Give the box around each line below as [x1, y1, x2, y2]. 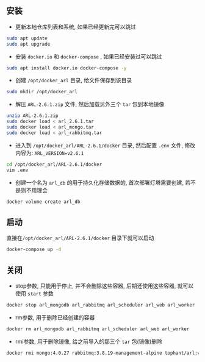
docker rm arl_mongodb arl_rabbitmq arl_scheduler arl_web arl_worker [6, 325, 190, 332]
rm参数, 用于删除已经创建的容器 [15, 313, 95, 321]
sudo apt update [6, 35, 48, 41]
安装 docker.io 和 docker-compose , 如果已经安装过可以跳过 [15, 52, 163, 60]
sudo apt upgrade [6, 41, 51, 47]
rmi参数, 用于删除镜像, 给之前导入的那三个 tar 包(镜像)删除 [15, 338, 163, 345]
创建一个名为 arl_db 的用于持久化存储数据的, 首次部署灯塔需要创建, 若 [15, 179, 191, 186]
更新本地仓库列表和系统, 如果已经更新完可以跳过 [15, 23, 136, 30]
